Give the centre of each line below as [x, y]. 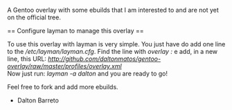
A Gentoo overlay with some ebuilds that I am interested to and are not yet [113, 10]
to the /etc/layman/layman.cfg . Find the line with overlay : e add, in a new [113, 52]
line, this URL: [27, 59]
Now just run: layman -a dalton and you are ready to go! [88, 73]
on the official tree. [34, 17]
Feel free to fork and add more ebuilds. [63, 87]
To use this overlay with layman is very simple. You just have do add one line [116, 44]
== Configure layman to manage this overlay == [75, 31]
